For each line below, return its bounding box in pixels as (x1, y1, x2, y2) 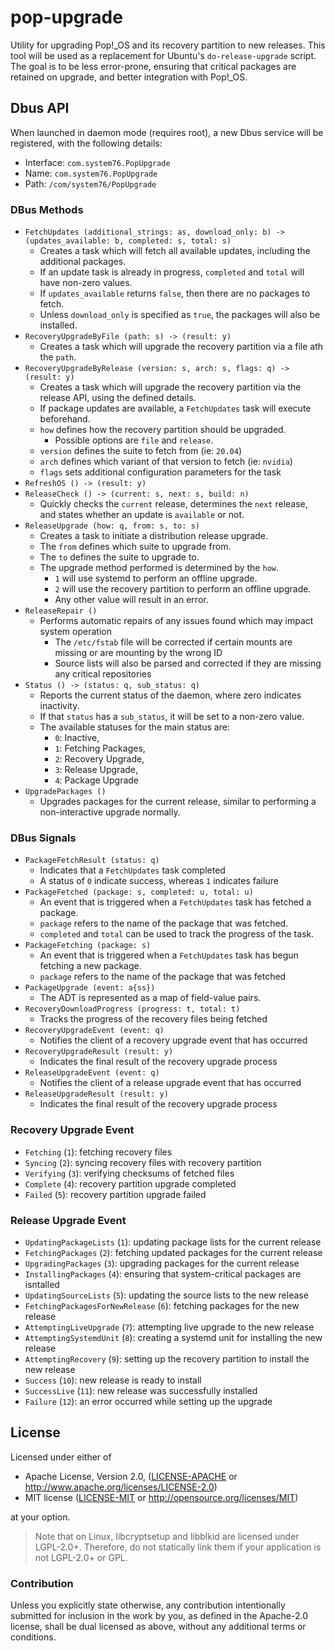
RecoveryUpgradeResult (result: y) (24, 1047, 174, 1057)
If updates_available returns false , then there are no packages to (39, 287, 311, 300)
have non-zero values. (39, 277, 133, 289)
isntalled (24, 1278, 60, 1290)
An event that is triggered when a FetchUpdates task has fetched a (39, 896, 312, 908)
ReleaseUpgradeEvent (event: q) (24, 1068, 160, 1078)
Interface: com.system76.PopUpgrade (24, 156, 171, 168)
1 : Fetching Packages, (54, 742, 146, 755)
